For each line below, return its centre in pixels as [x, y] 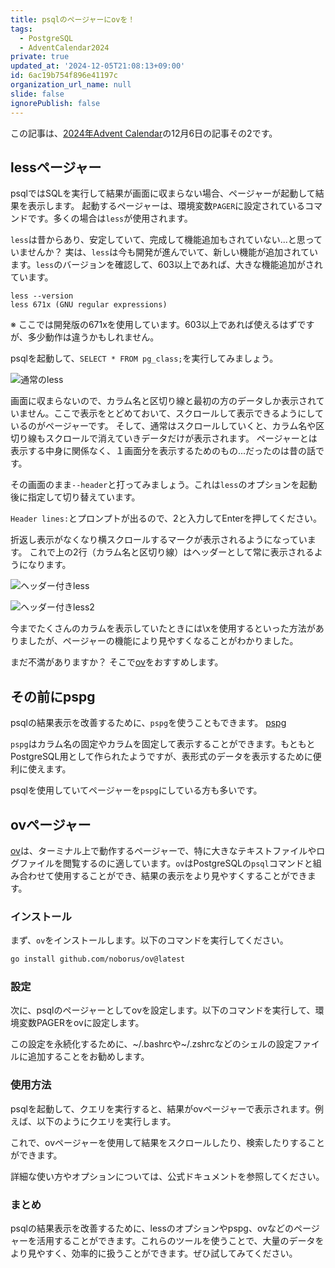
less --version [42, 296]
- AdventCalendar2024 [64, 47]
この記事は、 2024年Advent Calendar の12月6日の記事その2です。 [144, 133]
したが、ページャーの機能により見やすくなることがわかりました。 [163, 641]
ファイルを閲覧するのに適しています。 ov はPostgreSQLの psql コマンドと [165, 863]
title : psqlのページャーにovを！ [73, 19]
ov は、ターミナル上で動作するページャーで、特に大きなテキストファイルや [163, 850]
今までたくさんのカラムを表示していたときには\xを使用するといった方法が [163, 628]
